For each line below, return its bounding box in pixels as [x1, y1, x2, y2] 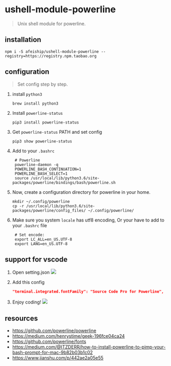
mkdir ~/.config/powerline [12, 199, 70, 204]
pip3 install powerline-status [12, 119, 79, 125]
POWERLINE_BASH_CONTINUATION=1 [14, 167, 81, 172]
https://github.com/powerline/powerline [12, 328, 97, 334]
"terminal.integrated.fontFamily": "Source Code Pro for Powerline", [12, 289, 164, 294]
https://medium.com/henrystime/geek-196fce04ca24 [12, 333, 125, 339]
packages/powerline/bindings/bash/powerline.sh [12, 180, 116, 185]
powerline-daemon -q [14, 162, 58, 167]
